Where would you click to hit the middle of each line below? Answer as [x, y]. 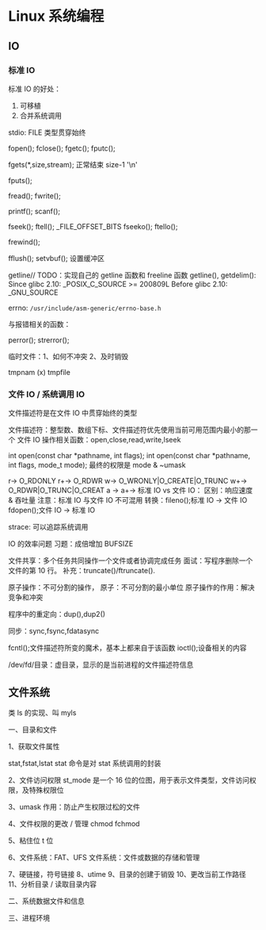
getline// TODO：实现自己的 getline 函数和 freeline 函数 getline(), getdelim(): [132, 275]
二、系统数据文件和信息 [46, 901]
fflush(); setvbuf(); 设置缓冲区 [57, 258]
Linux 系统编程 [56, 16]
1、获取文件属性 [34, 746]
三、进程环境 [29, 917]
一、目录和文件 [32, 729]
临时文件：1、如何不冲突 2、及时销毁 [68, 356]
